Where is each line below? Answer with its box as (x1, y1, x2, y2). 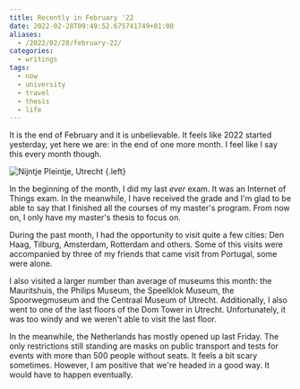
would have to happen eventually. (9, 369, 133, 380)
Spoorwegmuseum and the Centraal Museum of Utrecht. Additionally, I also (9, 295, 288, 305)
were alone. (9, 258, 53, 270)
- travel (17, 88, 50, 97)
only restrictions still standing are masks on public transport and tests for (9, 340, 279, 351)
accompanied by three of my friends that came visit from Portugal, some (9, 249, 278, 260)
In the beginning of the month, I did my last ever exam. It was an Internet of (9, 183, 287, 194)
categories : (9, 47, 54, 56)
